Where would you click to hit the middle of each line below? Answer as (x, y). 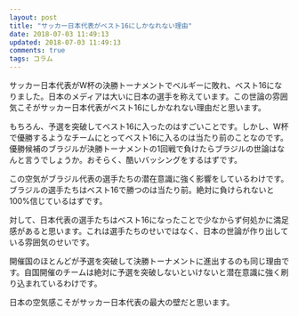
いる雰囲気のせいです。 (52, 242)
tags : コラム (31, 59)
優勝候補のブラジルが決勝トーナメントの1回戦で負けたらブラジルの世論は (143, 149)
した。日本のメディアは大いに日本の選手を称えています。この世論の (149, 96)
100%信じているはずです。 (58, 201)
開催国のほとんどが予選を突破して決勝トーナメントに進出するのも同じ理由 (145, 261)
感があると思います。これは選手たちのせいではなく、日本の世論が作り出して (149, 231)
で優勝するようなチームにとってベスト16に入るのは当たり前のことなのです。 (149, 138)
